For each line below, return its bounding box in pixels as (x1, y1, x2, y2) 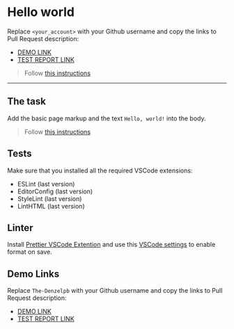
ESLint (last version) (17, 179, 75, 188)
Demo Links (7, 268, 60, 280)
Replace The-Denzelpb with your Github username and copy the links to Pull (7, 287, 223, 295)
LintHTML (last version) (17, 202, 85, 210)
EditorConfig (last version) (17, 187, 93, 195)
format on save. (7, 248, 52, 256)
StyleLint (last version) (17, 194, 82, 202)
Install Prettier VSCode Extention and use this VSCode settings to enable (7, 241, 216, 249)
